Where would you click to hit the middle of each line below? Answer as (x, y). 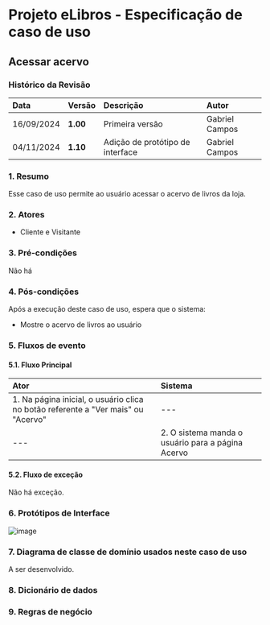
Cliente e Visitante (50, 232)
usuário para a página (202, 443)
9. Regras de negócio (50, 611)
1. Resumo (29, 176)
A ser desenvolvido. (41, 569)
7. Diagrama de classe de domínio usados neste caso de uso (128, 552)
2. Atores (27, 215)
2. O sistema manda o (202, 433)
